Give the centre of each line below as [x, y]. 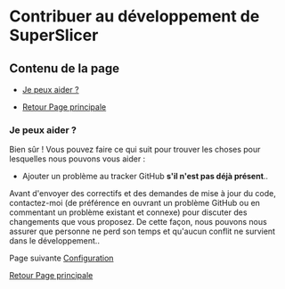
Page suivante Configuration [61, 258]
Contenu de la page [65, 68]
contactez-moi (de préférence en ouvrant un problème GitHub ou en [135, 203]
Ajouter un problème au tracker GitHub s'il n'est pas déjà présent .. [145, 177]
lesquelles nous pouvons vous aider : [77, 159]
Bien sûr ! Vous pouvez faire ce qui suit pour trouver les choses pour [135, 150]
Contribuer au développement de [134, 17]
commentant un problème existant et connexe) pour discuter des [128, 212]
